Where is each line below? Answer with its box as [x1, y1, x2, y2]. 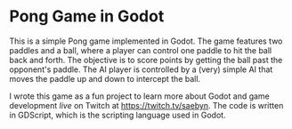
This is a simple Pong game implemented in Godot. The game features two [9, 36, 283, 46]
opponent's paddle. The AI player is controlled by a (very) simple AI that [9, 64, 273, 75]
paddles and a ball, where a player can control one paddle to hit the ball [9, 44, 272, 55]
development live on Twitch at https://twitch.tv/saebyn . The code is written [9, 100, 284, 110]
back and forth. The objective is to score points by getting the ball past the [9, 54, 283, 65]
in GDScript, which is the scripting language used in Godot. [9, 109, 226, 120]
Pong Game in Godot [9, 6, 165, 27]
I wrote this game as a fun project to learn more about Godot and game [9, 91, 270, 101]
